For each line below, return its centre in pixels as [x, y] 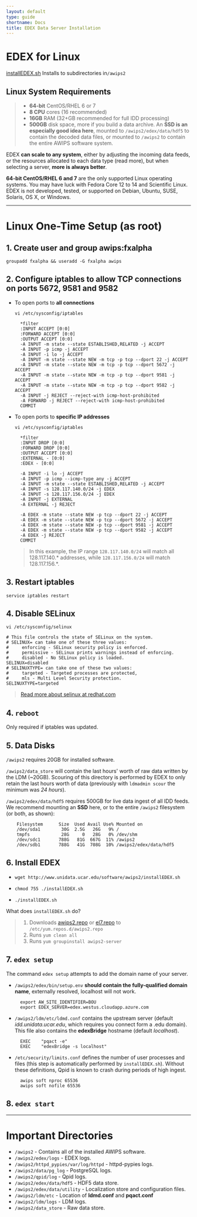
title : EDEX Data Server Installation [53, 28]
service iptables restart [38, 596]
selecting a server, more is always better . [57, 167]
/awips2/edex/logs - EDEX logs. [53, 1158]
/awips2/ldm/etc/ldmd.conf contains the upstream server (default [94, 1018]
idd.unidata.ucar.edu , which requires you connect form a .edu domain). [101, 1024]
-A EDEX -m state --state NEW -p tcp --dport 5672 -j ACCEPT [96, 520]
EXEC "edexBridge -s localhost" [64, 1046]
